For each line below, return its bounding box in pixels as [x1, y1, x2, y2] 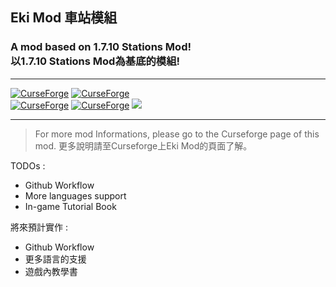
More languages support [24, 189, 127, 202]
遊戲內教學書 [24, 265, 78, 277]
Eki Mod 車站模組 [10, 9, 118, 27]
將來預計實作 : [10, 221, 68, 233]
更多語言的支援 [24, 253, 87, 265]
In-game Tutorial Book [24, 200, 117, 212]
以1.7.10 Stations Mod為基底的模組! [10, 54, 181, 68]
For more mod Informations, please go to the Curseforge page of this [34, 128, 320, 140]
